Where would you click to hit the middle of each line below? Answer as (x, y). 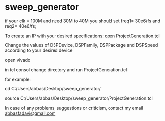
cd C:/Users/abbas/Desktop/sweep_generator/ (53, 88)
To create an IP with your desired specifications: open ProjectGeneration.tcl (82, 36)
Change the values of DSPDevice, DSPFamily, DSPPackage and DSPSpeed (82, 45)
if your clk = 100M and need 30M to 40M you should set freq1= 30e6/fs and (82, 21)
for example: (18, 79)
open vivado (18, 60)
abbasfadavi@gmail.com (30, 113)
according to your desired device (39, 50)
